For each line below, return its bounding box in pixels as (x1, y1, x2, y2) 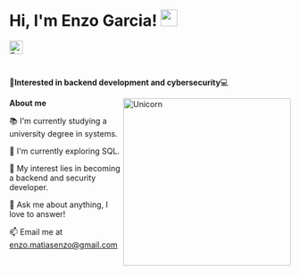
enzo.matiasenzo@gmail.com (9, 239, 118, 250)
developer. (9, 181, 49, 192)
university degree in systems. (9, 128, 118, 138)
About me (9, 97, 47, 108)
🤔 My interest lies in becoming (9, 162, 121, 173)
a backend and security (9, 172, 96, 183)
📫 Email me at (9, 226, 63, 237)
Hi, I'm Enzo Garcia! (9, 11, 158, 31)
